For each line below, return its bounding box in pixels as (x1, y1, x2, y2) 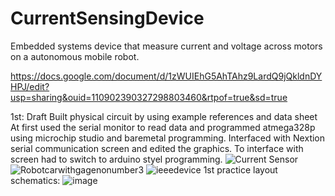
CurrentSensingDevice (10, 7, 205, 30)
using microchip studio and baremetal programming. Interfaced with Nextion (10, 132, 326, 144)
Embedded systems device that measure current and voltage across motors (10, 40, 323, 52)
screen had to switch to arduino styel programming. (10, 153, 223, 165)
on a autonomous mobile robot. (10, 50, 140, 62)
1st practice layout (203, 163, 278, 176)
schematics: (10, 174, 61, 186)
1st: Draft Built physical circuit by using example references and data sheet (10, 110, 318, 122)
